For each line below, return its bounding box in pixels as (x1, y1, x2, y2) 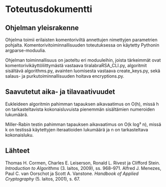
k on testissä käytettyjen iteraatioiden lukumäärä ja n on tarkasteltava (5, 126, 148, 132)
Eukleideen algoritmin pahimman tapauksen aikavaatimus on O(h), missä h (5, 101, 159, 107)
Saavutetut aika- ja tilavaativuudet (5, 88, 115, 96)
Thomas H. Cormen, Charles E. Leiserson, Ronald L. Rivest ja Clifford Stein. (5, 159, 160, 166)
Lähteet (5, 146, 30, 155)
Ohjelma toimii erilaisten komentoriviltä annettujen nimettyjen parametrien (5, 37, 158, 43)
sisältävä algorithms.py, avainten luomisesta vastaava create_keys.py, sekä (5, 68, 160, 74)
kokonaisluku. (5, 132, 34, 138)
